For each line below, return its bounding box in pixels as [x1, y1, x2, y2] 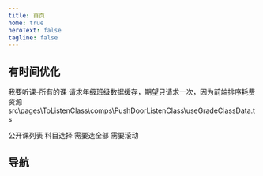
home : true [8, 19, 44, 27]
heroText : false [8, 26, 62, 34]
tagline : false [8, 33, 58, 42]
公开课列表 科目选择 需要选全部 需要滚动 [8, 131, 139, 140]
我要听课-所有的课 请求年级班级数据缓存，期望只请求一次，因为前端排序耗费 [8, 88, 256, 97]
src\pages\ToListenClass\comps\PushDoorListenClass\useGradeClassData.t [8, 106, 255, 115]
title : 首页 [8, 11, 45, 20]
